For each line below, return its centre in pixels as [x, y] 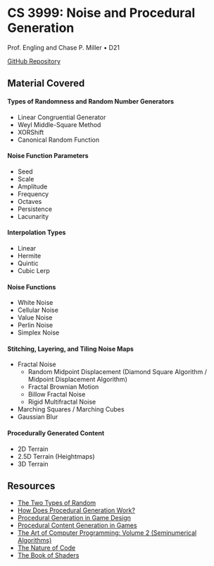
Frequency [33, 194]
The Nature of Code [46, 548]
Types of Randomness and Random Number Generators [91, 101]
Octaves [30, 201]
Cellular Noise [38, 310]
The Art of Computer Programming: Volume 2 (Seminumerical [107, 533]
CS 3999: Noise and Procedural [101, 13]
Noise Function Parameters [48, 156]
